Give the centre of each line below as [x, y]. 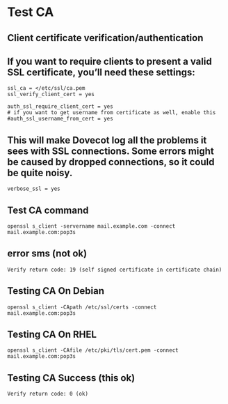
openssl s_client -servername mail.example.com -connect [91, 226]
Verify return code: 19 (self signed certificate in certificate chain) [115, 270]
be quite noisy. [40, 172]
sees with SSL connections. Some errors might [111, 151]
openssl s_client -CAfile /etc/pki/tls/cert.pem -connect [93, 350]
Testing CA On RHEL [52, 335]
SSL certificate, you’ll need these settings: [101, 72]
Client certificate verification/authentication [105, 38]
